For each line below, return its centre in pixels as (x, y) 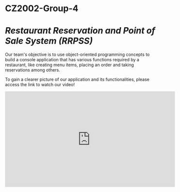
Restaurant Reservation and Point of (80, 31)
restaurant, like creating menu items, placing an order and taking (70, 65)
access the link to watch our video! (40, 85)
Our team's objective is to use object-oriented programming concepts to (77, 54)
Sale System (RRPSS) (49, 41)
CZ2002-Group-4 (42, 9)
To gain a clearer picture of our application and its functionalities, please (77, 79)
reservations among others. (33, 70)
